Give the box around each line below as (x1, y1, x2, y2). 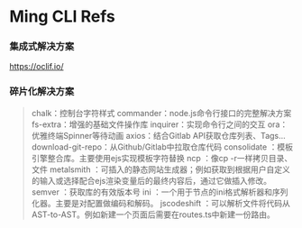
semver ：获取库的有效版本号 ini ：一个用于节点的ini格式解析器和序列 (31, 187, 288, 197)
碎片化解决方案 (9, 86, 75, 98)
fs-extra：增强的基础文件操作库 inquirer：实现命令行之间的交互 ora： (31, 119, 288, 130)
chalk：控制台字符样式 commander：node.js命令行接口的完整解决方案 (31, 107, 292, 118)
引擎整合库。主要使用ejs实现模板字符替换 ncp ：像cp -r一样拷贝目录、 (31, 152, 293, 163)
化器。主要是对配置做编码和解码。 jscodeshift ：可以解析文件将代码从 (31, 197, 290, 208)
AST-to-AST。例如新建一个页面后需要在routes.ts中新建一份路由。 (31, 209, 275, 220)
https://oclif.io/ (9, 61, 64, 72)
